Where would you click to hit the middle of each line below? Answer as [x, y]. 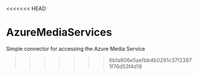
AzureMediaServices [59, 32]
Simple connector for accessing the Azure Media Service [76, 48]
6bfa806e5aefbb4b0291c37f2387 [150, 60]
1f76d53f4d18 [126, 66]
